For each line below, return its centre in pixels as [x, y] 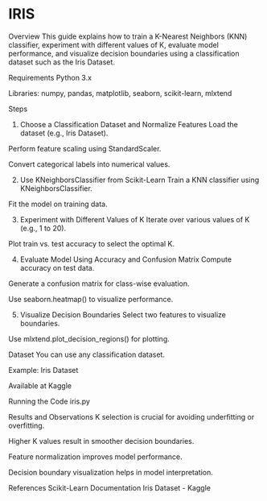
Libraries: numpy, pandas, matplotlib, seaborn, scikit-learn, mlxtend [120, 93]
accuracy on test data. [57, 267]
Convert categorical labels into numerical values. [89, 164]
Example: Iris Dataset [43, 370]
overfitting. [27, 425]
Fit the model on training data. [58, 204]
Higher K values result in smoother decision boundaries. [101, 441]
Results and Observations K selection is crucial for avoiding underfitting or [131, 416]
